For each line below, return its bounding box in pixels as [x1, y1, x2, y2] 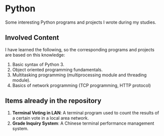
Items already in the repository [5, 97, 102, 105]
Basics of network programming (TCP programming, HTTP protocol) [12, 82, 151, 88]
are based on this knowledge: [5, 52, 66, 58]
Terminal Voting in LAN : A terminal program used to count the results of [12, 109, 159, 116]
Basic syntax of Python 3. [12, 61, 65, 67]
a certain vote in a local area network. [12, 115, 89, 121]
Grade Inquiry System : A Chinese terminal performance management [12, 120, 154, 126]
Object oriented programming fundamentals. [12, 67, 103, 72]
